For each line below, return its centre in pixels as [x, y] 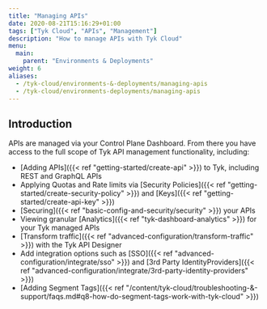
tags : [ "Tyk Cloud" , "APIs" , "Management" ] [83, 31]
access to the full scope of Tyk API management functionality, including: [129, 152]
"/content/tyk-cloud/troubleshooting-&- [192, 288]
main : [25, 53]
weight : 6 [25, 69]
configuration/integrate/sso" [67, 262]
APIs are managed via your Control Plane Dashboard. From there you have [132, 143]
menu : [17, 46]
